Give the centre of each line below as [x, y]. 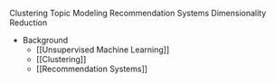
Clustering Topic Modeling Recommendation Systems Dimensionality [138, 13]
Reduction [28, 23]
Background [45, 40]
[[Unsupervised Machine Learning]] [103, 50]
